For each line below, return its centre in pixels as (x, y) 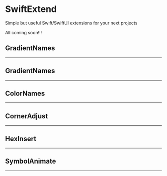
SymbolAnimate (31, 161)
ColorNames (25, 93)
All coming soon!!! (24, 32)
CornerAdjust (27, 116)
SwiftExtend (31, 9)
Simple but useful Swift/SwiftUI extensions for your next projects (71, 23)
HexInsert (21, 138)
